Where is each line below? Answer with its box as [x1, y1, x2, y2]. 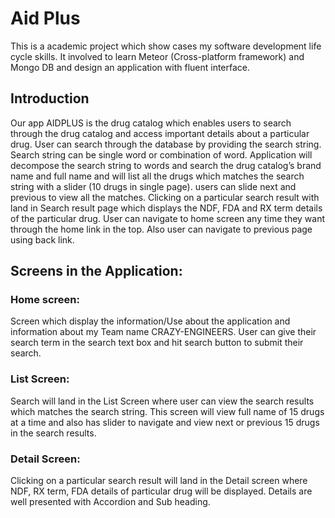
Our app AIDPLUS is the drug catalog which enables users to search [10, 117, 292, 129]
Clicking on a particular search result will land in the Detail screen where [10, 475, 308, 487]
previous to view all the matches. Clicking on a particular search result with [10, 191, 320, 203]
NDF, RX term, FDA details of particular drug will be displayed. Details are [10, 485, 313, 497]
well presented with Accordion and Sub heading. [10, 496, 211, 508]
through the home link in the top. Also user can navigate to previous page [10, 223, 313, 235]
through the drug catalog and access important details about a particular [10, 127, 310, 139]
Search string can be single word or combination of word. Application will [10, 148, 313, 161]
